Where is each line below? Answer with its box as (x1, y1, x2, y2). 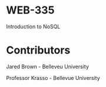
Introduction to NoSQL (6, 23, 61, 30)
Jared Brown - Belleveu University (6, 63, 90, 70)
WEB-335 (6, 4, 55, 17)
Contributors (6, 43, 71, 57)
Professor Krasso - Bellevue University (6, 74, 100, 81)
